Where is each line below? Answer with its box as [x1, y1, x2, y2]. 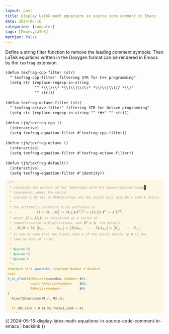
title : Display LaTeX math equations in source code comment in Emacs [5, 13, 156, 19]
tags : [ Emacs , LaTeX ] [5, 29, 49, 35]
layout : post [5, 8, 33, 13]
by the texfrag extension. [5, 60, 58, 65]
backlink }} [23, 323, 46, 329]
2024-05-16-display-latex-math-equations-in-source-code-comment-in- [10, 318, 162, 324]
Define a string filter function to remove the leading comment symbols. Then [5, 49, 164, 55]
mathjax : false [5, 35, 37, 40]
